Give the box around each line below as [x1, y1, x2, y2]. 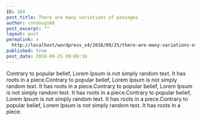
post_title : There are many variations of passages [6, 14, 138, 20]
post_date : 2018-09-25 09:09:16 [6, 53, 87, 59]
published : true [6, 48, 47, 54]
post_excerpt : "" [6, 25, 50, 32]
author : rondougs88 [6, 20, 55, 26]
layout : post [6, 31, 39, 37]
